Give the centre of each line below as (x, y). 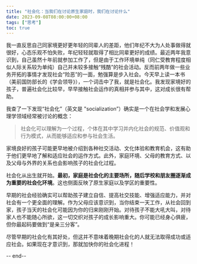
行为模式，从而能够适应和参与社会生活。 (69, 136)
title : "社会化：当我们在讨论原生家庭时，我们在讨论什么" (68, 11)
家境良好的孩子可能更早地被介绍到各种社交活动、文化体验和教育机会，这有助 (98, 148)
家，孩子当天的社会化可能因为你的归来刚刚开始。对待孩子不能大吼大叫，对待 (98, 210)
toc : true (18, 28)
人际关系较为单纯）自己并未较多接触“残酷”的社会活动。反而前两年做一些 (98, 67)
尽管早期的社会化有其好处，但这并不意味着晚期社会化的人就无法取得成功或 (96, 237)
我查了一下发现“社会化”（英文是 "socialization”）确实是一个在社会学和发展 (96, 109)
